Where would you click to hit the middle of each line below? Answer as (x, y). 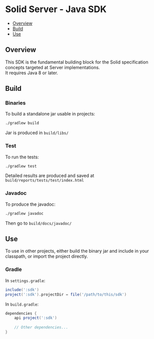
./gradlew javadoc (24, 213)
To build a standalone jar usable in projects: (50, 114)
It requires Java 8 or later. (32, 73)
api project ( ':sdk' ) (36, 318)
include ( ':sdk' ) (22, 290)
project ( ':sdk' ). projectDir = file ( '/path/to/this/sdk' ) (66, 294)
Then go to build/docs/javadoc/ (38, 223)
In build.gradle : (22, 304)
